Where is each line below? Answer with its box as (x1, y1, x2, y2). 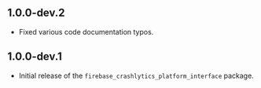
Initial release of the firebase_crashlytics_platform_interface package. (18, 71, 255, 80)
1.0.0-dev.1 (7, 50, 62, 64)
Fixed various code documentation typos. (18, 27, 154, 36)
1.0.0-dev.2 (7, 6, 65, 20)
